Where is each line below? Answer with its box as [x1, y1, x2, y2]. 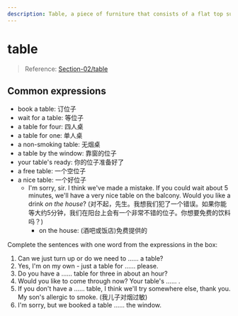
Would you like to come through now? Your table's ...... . [17, 277, 181, 285]
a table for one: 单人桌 [17, 131, 83, 140]
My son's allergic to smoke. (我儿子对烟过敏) [17, 293, 148, 302]
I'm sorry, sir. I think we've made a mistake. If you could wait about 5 [28, 184, 229, 192]
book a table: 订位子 [17, 104, 76, 114]
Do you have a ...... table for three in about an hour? [17, 269, 168, 278]
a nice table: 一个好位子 [17, 175, 86, 185]
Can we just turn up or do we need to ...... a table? [17, 254, 164, 263]
